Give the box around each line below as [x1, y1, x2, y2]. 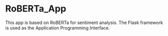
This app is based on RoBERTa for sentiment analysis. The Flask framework [5, 19, 163, 25]
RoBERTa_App [5, 3, 66, 14]
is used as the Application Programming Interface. [5, 24, 110, 30]
